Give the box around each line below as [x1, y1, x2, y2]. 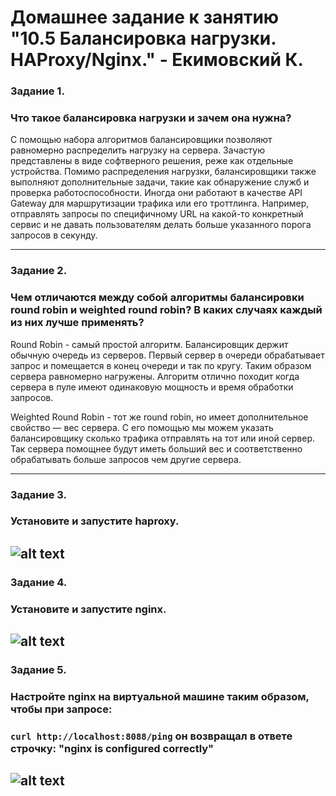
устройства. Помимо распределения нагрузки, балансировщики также [10, 166, 317, 178]
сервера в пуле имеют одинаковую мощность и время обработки [10, 381, 294, 393]
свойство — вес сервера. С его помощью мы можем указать [10, 421, 274, 433]
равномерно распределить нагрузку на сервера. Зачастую [10, 144, 265, 156]
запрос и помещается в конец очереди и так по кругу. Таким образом [10, 359, 312, 371]
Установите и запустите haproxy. [10, 514, 180, 528]
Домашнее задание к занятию [10, 6, 280, 29]
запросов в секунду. [10, 229, 98, 241]
